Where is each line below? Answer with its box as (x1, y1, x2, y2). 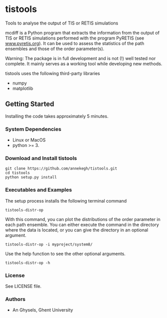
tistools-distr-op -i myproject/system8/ (5, 241, 93, 247)
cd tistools (5, 170, 30, 175)
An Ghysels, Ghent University (12, 307, 73, 313)
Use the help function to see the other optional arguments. (5, 250, 126, 256)
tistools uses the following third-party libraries (5, 70, 100, 76)
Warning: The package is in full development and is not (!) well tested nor (5, 55, 156, 61)
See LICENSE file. (5, 283, 41, 289)
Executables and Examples (5, 186, 72, 193)
